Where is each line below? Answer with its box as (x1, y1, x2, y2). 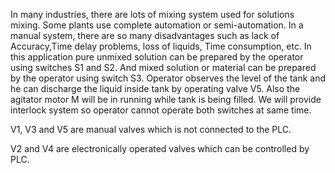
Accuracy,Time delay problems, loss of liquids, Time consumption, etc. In (10, 40, 312, 52)
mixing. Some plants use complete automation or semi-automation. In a (10, 19, 304, 31)
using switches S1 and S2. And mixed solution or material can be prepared (10, 62, 317, 73)
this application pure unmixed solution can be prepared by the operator (10, 51, 304, 63)
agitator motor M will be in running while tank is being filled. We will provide (10, 94, 322, 105)
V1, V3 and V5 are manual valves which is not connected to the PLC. (10, 124, 292, 135)
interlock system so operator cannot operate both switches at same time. (10, 104, 312, 116)
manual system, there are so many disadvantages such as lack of (10, 30, 280, 41)
